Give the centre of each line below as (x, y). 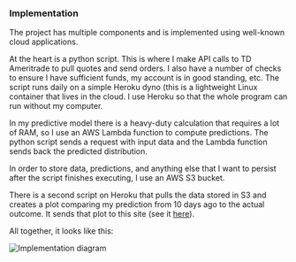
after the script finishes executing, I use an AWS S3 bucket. (117, 178)
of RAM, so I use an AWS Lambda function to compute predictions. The (139, 133)
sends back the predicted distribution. (78, 151)
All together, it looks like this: (61, 231)
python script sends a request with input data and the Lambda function (138, 142)
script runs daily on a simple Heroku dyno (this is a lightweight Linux (133, 88)
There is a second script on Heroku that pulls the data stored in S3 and (138, 195)
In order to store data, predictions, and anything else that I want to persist (143, 169)
